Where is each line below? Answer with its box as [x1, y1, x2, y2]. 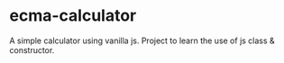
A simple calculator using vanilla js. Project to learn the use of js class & [9, 35, 275, 46]
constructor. [9, 44, 55, 55]
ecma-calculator [9, 5, 137, 26]
